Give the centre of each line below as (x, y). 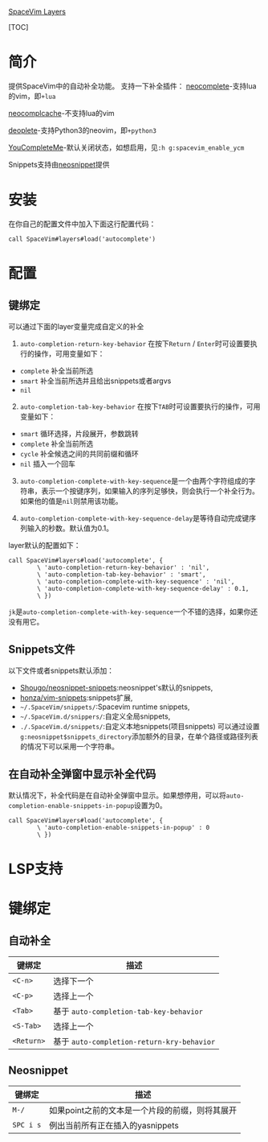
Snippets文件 (42, 650)
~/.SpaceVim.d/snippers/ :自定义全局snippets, (95, 716)
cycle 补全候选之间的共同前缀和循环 (79, 453)
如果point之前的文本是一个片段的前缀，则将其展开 (143, 1110)
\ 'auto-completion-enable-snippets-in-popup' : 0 (124, 827)
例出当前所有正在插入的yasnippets (114, 1125)
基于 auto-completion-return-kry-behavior (134, 1041)
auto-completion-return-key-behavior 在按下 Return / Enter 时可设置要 (135, 343)
